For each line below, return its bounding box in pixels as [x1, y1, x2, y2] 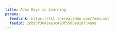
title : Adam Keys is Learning [5, 7, 66, 12]
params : [5, 12, 21, 16]
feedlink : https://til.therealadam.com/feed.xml [9, 16, 110, 21]
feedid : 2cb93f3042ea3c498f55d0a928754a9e [9, 20, 97, 26]
